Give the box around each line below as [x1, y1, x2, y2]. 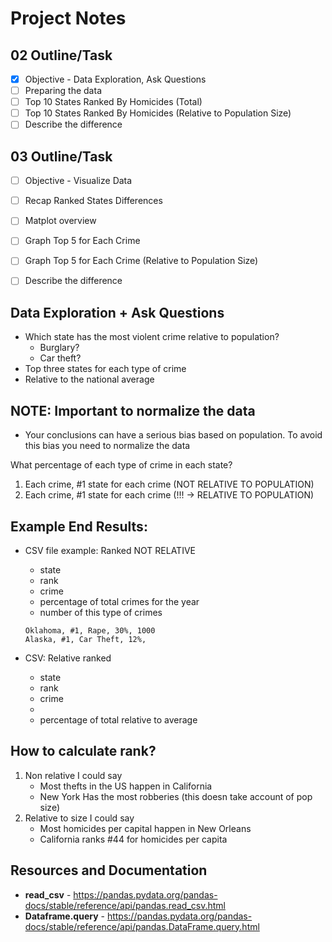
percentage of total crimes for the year [39, 595, 200, 607]
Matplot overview [24, 215, 97, 227]
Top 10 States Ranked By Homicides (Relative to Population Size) [24, 107, 292, 119]
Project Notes [10, 7, 127, 30]
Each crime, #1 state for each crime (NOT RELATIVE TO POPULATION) [24, 478, 315, 491]
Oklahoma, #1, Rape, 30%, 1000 [24, 625, 156, 636]
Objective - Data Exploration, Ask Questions [24, 73, 207, 85]
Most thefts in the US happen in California [39, 780, 213, 792]
